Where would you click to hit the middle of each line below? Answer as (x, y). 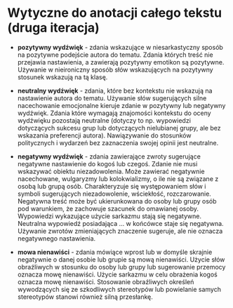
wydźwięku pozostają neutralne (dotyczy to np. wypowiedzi (104, 120)
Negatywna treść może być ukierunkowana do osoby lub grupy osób (117, 201)
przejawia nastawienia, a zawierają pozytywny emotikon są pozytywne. (121, 62)
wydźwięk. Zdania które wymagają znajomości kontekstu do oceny (114, 113)
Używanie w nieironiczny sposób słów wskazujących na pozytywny (115, 69)
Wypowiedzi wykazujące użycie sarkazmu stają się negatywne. (109, 216)
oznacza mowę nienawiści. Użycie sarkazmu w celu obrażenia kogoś (117, 274)
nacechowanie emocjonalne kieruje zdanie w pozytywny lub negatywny (121, 105)
